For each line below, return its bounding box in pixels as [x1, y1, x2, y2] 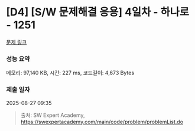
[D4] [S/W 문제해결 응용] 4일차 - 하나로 [6, 5, 190, 19]
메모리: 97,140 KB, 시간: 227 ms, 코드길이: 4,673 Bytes [6, 69, 135, 77]
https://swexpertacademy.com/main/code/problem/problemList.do [20, 118, 184, 125]
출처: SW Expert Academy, [20, 112, 85, 119]
